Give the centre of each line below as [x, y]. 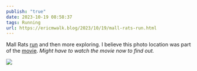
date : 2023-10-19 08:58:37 [39, 17]
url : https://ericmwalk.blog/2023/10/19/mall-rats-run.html [82, 28]
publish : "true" [26, 11]
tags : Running [24, 22]
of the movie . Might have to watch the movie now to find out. [80, 51]
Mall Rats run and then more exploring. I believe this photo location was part [98, 45]
